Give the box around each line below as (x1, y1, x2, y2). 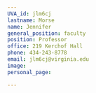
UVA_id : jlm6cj (7, 10, 52, 17)
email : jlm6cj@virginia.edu (7, 56, 90, 63)
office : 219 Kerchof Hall (7, 43, 83, 50)
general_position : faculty (7, 29, 86, 37)
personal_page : (7, 69, 52, 76)
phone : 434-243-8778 (7, 50, 68, 57)
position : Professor (7, 36, 68, 43)
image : (7, 62, 27, 69)
